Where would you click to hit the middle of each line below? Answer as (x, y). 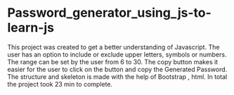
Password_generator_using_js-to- (110, 13)
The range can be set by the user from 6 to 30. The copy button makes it (113, 61)
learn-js (31, 28)
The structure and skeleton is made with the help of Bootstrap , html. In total (117, 76)
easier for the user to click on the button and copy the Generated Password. (117, 69)
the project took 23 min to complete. (60, 84)
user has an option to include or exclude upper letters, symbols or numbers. (117, 54)
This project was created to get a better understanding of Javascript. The (113, 47)
